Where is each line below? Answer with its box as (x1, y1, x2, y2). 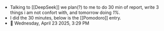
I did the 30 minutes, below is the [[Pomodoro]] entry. (10, 15, 122, 20)
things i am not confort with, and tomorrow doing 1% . (10, 9, 121, 15)
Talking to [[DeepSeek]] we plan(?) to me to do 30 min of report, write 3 (10, 4, 159, 10)
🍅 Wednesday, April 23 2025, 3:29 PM (10, 20, 90, 26)
